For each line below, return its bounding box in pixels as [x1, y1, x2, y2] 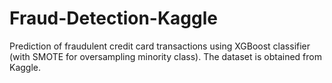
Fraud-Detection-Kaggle [9, 7, 218, 30]
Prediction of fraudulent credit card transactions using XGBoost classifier [9, 40, 311, 52]
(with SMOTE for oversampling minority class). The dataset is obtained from [9, 50, 322, 62]
